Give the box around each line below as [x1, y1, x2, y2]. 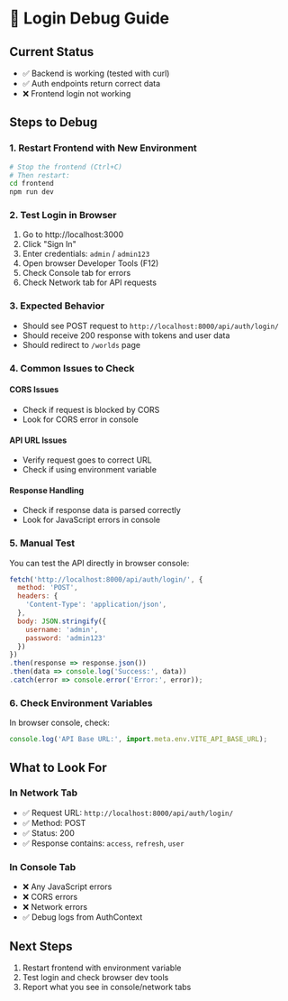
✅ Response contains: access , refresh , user [22, 838, 184, 849]
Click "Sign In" [22, 239, 76, 250]
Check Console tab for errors [22, 268, 131, 279]
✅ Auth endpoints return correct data [22, 78, 161, 88]
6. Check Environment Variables [9, 696, 153, 709]
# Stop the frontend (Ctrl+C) [9, 162, 123, 171]
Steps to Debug [9, 115, 98, 130]
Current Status [9, 44, 94, 60]
